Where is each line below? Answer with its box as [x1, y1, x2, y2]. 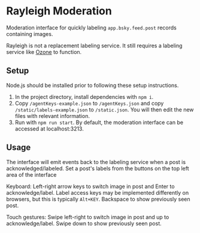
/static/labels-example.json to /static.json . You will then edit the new [14, 106, 194, 113]
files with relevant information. [14, 112, 90, 119]
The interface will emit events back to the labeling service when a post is [6, 158, 186, 165]
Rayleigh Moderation [6, 4, 112, 18]
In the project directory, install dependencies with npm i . [14, 93, 154, 100]
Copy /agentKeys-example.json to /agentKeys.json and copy [14, 99, 164, 107]
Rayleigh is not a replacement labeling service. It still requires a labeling [6, 42, 183, 49]
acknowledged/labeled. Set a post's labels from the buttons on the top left [6, 165, 189, 172]
